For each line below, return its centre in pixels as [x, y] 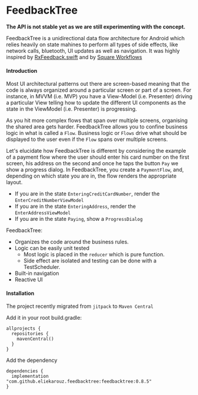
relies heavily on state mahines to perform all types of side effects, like [92, 44]
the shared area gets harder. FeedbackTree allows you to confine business [97, 127]
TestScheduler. [42, 267]
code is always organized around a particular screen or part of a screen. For [99, 90]
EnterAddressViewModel [43, 213]
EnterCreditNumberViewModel [49, 201]
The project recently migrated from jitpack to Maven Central [80, 306]
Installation [20, 293]
